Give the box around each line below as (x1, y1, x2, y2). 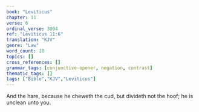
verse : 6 (6, 20, 28, 26)
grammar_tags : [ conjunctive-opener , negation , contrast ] (6, 64, 153, 71)
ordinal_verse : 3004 (6, 25, 59, 32)
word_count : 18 (6, 48, 45, 54)
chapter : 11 (6, 14, 36, 20)
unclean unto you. (6, 99, 51, 106)
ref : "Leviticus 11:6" (6, 31, 64, 37)
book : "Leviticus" (6, 8, 53, 15)
